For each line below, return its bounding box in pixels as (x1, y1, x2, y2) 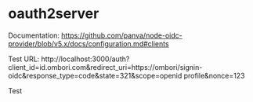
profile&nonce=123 (183, 71, 245, 80)
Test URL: (8, 54, 40, 64)
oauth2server (8, 5, 99, 23)
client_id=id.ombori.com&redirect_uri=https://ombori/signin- (8, 62, 203, 71)
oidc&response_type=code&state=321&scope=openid (8, 71, 183, 80)
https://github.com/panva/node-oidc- (61, 31, 183, 40)
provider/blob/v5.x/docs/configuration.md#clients (8, 38, 170, 48)
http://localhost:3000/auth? (41, 54, 130, 64)
